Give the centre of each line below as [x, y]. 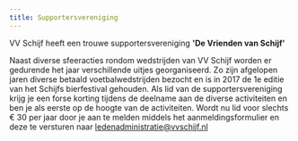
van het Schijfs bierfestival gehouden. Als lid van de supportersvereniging [146, 88]
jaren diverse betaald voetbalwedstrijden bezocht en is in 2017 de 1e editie [147, 79]
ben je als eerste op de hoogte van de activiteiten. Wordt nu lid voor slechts [149, 107]
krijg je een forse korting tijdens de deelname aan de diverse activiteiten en [148, 98]
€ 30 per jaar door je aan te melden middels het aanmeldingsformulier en [145, 117]
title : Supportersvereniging [64, 17]
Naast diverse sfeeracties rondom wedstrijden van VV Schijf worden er [140, 60]
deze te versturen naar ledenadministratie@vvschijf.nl [109, 127]
